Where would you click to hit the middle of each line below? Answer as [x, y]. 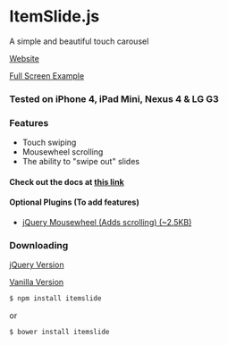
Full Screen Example [47, 76]
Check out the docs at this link [67, 181]
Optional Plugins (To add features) [75, 202]
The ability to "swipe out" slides [81, 162]
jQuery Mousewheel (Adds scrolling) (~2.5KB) [107, 222]
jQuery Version [37, 265]
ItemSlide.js [55, 17]
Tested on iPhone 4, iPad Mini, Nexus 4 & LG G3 [114, 98]
